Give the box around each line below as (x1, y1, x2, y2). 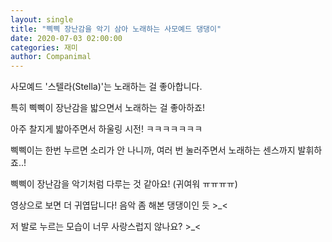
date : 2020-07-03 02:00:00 (10, 33, 123, 43)
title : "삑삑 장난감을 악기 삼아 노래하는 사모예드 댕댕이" (10, 24, 222, 34)
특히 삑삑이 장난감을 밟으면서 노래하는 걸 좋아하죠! (10, 102, 206, 114)
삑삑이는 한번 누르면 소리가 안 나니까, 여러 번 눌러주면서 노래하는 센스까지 (10, 144, 296, 156)
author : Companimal (10, 52, 92, 62)
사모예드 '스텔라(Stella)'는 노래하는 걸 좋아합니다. (10, 81, 203, 93)
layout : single (10, 14, 74, 25)
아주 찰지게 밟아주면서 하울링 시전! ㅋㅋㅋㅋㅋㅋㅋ (10, 123, 203, 135)
